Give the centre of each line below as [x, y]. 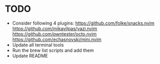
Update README [30, 56]
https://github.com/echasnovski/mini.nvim [57, 39]
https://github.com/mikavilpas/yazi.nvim [55, 28]
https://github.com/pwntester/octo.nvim [54, 34]
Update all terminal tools [38, 45]
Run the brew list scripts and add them [53, 50]
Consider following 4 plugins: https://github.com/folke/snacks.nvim [83, 23]
